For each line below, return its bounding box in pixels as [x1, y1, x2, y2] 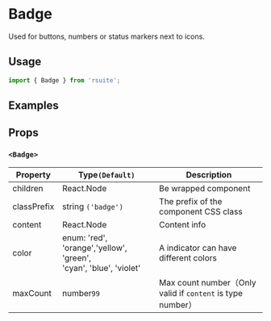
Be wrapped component [158, 182, 251, 194]
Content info [158, 219, 206, 230]
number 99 [61, 287, 101, 298]
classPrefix [12, 201, 55, 212]
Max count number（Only [158, 277, 256, 288]
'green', [61, 252, 92, 263]
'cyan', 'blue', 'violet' [61, 262, 141, 273]
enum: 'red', [61, 231, 108, 243]
